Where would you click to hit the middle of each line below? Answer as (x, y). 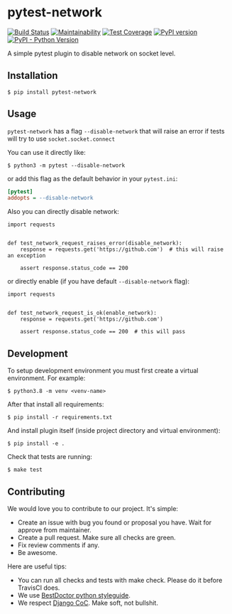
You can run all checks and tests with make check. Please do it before (120, 580)
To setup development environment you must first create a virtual (103, 371)
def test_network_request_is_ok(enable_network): (82, 313)
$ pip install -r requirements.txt (60, 418)
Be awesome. (38, 552)
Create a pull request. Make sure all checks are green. (96, 537)
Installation (33, 76)
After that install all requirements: (56, 404)
